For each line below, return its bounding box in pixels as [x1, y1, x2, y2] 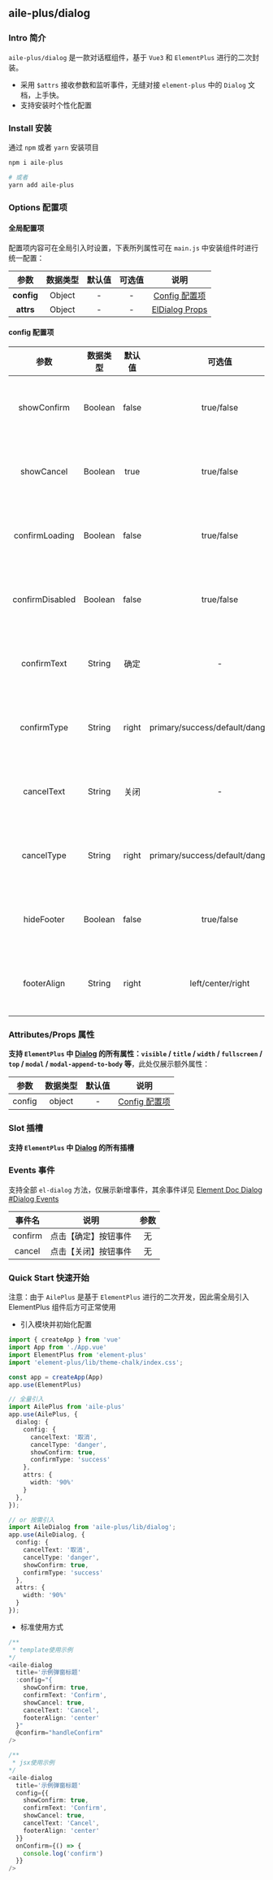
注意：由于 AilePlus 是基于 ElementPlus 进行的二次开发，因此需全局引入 [8, 1292, 249, 1302]
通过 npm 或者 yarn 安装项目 [8, 142, 99, 152]
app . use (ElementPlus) [8, 1380, 82, 1388]
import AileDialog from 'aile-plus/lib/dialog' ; [8, 1523, 176, 1531]
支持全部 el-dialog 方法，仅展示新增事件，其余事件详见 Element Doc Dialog [8, 1185, 262, 1194]
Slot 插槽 [8, 1123, 43, 1134]
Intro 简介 [8, 32, 46, 44]
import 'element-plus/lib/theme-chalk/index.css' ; [8, 1358, 184, 1367]
